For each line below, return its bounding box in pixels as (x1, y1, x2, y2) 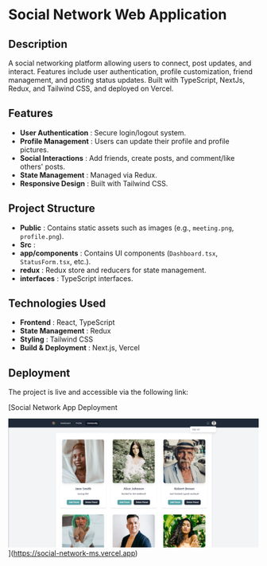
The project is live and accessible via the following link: (8, 388, 189, 397)
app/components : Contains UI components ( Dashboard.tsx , (19, 248, 219, 258)
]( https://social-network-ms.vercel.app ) (8, 548, 138, 558)
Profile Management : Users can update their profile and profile (19, 136, 230, 146)
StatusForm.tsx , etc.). (19, 256, 91, 266)
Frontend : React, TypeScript (19, 318, 115, 327)
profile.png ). (19, 231, 64, 240)
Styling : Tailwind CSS (19, 334, 94, 344)
